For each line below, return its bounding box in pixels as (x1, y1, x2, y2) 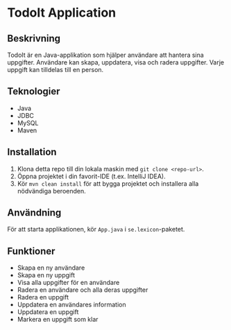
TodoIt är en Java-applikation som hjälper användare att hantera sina (7, 51, 205, 59)
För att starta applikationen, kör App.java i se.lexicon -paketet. (7, 225, 185, 234)
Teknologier (7, 85, 60, 98)
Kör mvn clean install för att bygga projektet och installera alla (17, 179, 199, 188)
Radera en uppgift (17, 293, 69, 302)
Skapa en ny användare (17, 263, 85, 272)
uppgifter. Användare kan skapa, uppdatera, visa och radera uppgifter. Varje (7, 58, 225, 67)
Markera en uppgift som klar (17, 315, 99, 324)
